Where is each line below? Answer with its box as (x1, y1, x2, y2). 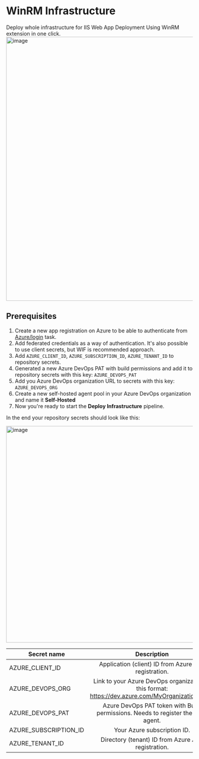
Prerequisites (6, 311, 57, 321)
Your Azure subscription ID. (114, 726, 191, 734)
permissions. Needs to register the (97, 709, 192, 717)
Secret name (28, 650, 65, 658)
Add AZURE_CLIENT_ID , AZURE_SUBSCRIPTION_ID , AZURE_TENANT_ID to (14, 352, 174, 359)
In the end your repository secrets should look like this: (6, 414, 140, 421)
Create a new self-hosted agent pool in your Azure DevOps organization (14, 390, 191, 397)
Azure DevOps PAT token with (102, 701, 187, 709)
